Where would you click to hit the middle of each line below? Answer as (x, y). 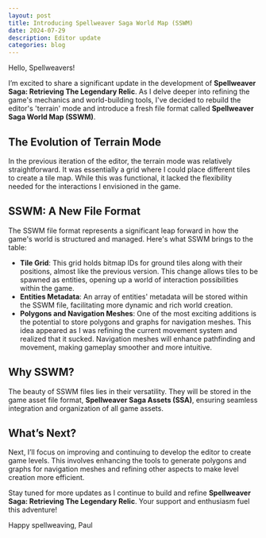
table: (17, 247)
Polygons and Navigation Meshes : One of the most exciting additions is (138, 313)
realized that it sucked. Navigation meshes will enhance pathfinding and (137, 339)
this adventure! (33, 510)
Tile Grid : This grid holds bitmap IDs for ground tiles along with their (131, 262)
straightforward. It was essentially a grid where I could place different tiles (129, 169)
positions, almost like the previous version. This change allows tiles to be (139, 271)
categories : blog (37, 45)
